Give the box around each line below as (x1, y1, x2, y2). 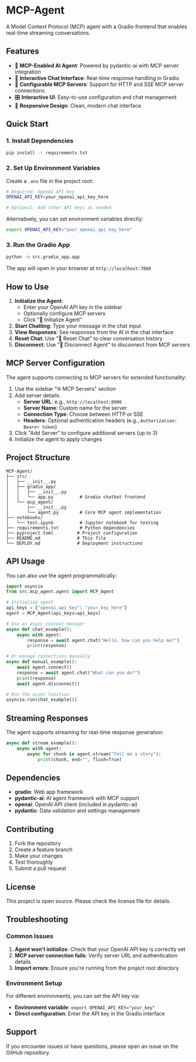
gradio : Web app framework (14, 788, 83, 795)
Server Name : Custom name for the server (23, 404, 127, 411)
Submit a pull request (14, 865, 66, 872)
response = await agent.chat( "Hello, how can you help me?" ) (27, 637, 180, 643)
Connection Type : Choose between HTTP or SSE (23, 410, 144, 418)
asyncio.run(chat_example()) (6, 697, 77, 703)
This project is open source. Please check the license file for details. (6, 898, 171, 905)
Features (6, 46, 39, 56)
